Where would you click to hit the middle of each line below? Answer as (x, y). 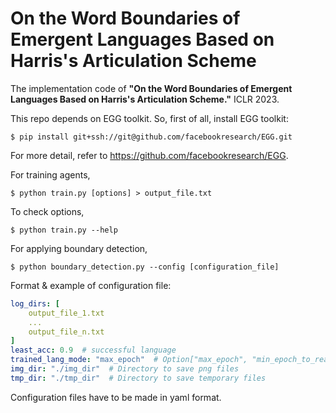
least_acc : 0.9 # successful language (93, 350)
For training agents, (50, 174)
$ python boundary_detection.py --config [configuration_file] (145, 267)
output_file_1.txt (66, 313)
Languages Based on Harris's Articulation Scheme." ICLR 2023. (145, 99)
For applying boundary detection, (79, 248)
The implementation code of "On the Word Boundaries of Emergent (151, 88)
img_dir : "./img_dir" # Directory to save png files (125, 369)
